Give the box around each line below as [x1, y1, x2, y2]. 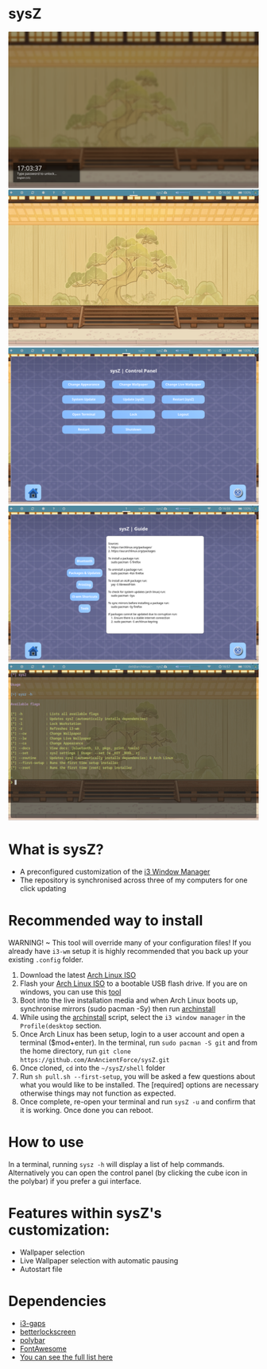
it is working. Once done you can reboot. [19, 1105, 153, 1115]
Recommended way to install [8, 912, 203, 930]
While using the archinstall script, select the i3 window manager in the [19, 1012, 246, 1022]
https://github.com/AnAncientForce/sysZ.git [19, 1056, 170, 1064]
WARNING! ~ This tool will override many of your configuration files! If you [8, 937, 252, 947]
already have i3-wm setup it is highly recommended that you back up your [8, 946, 249, 956]
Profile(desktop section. [19, 1021, 102, 1030]
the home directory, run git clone [19, 1046, 131, 1056]
